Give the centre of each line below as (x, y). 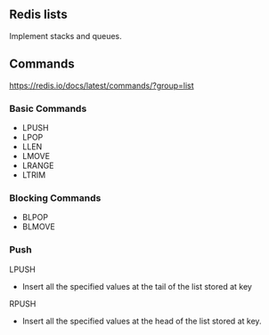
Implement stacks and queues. (65, 36)
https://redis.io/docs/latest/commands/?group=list (102, 85)
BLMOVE (38, 227)
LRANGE (38, 165)
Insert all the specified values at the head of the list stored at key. (142, 321)
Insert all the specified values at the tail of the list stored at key (137, 286)
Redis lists (39, 15)
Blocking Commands (55, 197)
